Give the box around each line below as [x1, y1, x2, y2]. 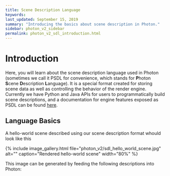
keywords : [5, 12, 26, 17]
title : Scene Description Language [5, 7, 81, 13]
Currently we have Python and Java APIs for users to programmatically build [5, 91, 165, 97]
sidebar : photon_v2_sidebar [5, 26, 65, 31]
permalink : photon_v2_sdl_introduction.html [5, 31, 101, 36]
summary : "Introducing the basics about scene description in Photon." [5, 21, 160, 27]
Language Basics [5, 117, 61, 125]
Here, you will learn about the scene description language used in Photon [5, 69, 159, 76]
